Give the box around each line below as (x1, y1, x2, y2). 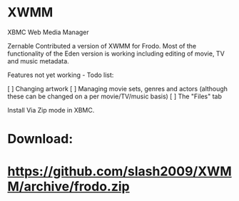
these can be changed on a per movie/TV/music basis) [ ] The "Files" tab (7, 92, 223, 100)
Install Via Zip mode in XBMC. (7, 105, 95, 114)
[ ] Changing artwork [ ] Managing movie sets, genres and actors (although (7, 84, 228, 93)
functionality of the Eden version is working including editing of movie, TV (7, 49, 225, 58)
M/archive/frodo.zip (7, 179, 130, 195)
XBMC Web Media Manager (7, 28, 89, 36)
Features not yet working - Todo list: (7, 71, 114, 79)
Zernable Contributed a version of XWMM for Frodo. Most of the (7, 41, 197, 50)
